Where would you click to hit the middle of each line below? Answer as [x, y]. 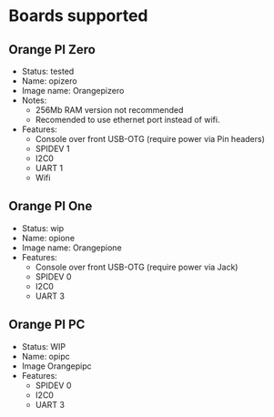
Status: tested [48, 71]
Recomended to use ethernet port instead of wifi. [127, 120]
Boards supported [78, 16]
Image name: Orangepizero [73, 91]
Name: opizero [50, 81]
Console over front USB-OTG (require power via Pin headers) [150, 139]
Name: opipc [46, 356]
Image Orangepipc [56, 366]
